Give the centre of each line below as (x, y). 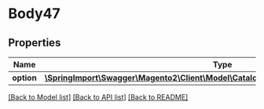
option (24, 78)
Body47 (34, 14)
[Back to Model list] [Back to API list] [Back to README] (98, 97)
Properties (35, 43)
